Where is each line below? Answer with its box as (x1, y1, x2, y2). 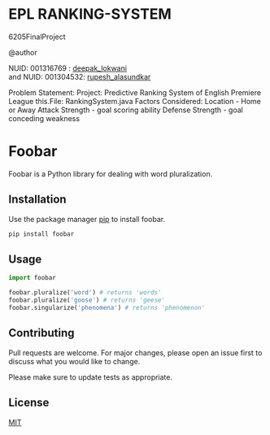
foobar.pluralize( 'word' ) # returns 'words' (8, 289, 162, 297)
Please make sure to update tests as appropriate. (8, 372, 173, 382)
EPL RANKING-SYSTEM (8, 5, 172, 24)
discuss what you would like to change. (8, 356, 141, 366)
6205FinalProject (8, 32, 67, 41)
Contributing (8, 326, 75, 340)
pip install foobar (8, 229, 75, 238)
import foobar (8, 274, 57, 282)
